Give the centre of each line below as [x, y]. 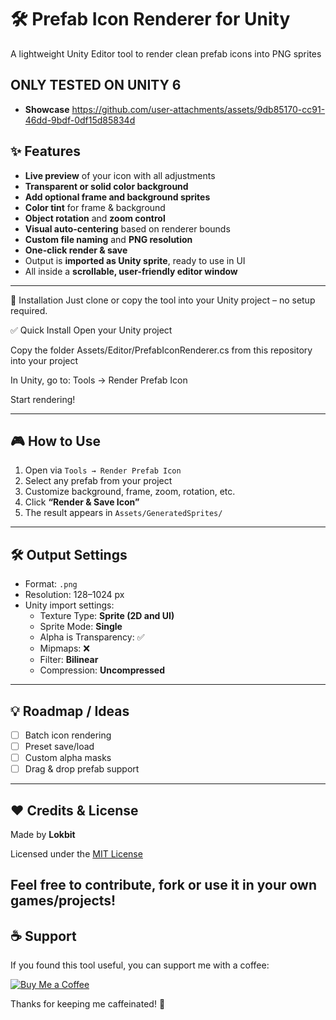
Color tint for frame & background [95, 207]
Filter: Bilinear [69, 660]
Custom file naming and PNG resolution [108, 239]
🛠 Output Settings [69, 554]
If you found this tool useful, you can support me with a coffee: [140, 965]
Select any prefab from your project [98, 481]
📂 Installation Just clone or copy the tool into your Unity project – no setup [163, 300]
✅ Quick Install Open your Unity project [91, 330]
